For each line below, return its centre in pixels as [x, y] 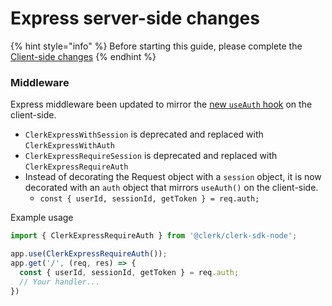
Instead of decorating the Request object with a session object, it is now [173, 177]
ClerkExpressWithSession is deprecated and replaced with [144, 134]
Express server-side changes [135, 18]
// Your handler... [60, 282]
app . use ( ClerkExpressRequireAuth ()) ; [89, 254]
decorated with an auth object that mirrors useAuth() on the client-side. [171, 188]
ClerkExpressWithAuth [69, 146]
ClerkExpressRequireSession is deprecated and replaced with [151, 156]
